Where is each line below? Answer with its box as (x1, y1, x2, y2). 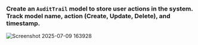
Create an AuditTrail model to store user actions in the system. (6, 5, 193, 13)
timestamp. (6, 19, 41, 27)
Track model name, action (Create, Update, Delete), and (6, 12, 171, 20)
